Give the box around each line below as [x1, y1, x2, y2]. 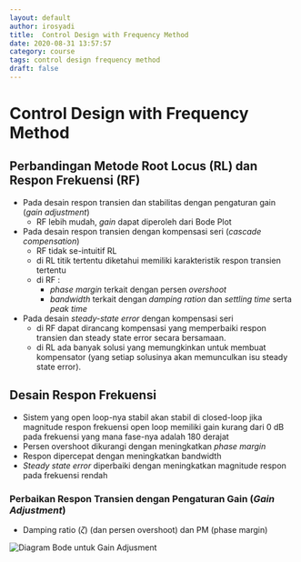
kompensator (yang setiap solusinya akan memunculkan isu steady [35, 351, 288, 362]
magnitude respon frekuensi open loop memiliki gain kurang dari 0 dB [22, 421, 285, 432]
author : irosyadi [9, 22, 75, 31]
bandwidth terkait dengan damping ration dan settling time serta [49, 293, 293, 305]
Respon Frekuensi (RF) [9, 173, 141, 188]
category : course [9, 47, 75, 56]
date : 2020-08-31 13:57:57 [9, 38, 112, 48]
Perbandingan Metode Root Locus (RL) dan [9, 158, 258, 174]
